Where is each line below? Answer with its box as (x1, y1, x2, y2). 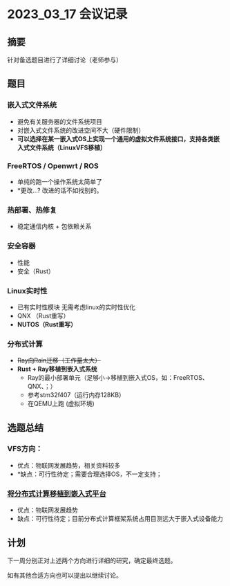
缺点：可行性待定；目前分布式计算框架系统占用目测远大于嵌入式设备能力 (17, 515, 223, 523)
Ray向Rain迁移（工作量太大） (17, 356, 102, 365)
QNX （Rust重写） (17, 311, 70, 320)
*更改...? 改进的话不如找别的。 (17, 186, 103, 194)
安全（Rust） (17, 267, 55, 275)
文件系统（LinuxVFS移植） (29, 143, 106, 152)
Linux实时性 (7, 286, 48, 295)
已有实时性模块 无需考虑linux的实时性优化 (17, 302, 136, 311)
